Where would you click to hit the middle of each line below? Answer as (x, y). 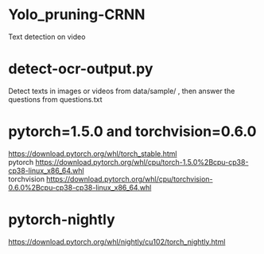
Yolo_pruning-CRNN (77, 15)
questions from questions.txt (55, 99)
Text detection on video (47, 37)
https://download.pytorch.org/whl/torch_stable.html (93, 154)
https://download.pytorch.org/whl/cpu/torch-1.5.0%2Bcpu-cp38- (142, 162)
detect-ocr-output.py (81, 69)
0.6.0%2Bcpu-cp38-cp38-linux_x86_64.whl (80, 187)
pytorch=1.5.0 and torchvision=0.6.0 (132, 132)
